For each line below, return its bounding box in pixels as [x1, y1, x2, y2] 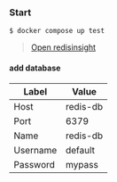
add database [9, 62, 61, 73]
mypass [65, 158, 99, 170]
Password [13, 158, 56, 170]
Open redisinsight [30, 42, 96, 53]
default [65, 144, 96, 156]
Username [13, 144, 58, 156]
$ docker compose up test [9, 27, 105, 36]
